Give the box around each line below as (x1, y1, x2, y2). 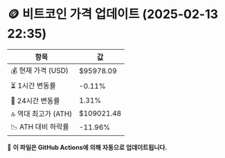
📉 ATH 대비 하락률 (10, 122, 69, 132)
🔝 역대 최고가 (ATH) (10, 109, 73, 119)
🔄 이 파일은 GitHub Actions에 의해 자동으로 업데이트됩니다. (7, 143, 168, 151)
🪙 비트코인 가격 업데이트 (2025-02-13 (7, 6, 219, 22)
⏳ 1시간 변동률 (10, 80, 57, 90)
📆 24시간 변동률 (10, 96, 60, 105)
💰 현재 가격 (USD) (10, 65, 69, 75)
